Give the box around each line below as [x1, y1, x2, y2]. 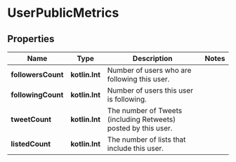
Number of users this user [107, 86, 194, 95]
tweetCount [11, 114, 51, 124]
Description [132, 54, 173, 63]
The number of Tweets [107, 106, 183, 115]
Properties [7, 33, 55, 45]
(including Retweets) [107, 114, 176, 124]
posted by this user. [107, 123, 173, 133]
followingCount [11, 90, 64, 100]
